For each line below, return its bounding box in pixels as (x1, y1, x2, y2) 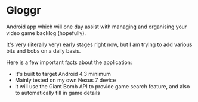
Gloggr (6, 4, 41, 17)
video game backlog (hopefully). (6, 29, 86, 36)
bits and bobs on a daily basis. (6, 47, 81, 54)
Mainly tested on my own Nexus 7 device (14, 76, 116, 84)
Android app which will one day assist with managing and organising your (6, 23, 187, 30)
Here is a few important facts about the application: (6, 59, 132, 66)
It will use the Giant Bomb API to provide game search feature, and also (14, 82, 190, 90)
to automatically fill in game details (14, 89, 100, 96)
